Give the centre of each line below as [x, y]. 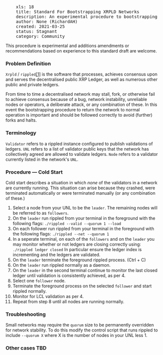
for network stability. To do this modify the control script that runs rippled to [82, 330]
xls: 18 [25, 7]
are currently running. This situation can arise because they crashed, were [80, 188]
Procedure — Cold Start [34, 172]
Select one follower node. [39, 280]
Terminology [21, 133]
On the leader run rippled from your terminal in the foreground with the [84, 218]
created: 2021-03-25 [40, 26]
